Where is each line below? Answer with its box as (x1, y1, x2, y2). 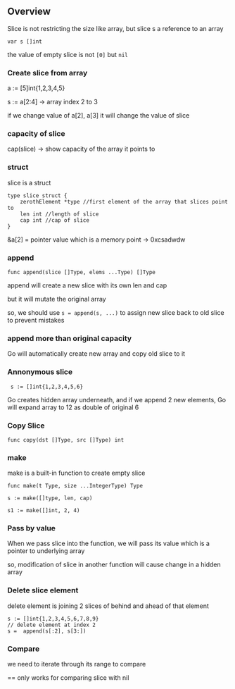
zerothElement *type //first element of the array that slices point (20, 198, 229, 205)
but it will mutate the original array (7, 295, 107, 303)
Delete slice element (7, 585, 79, 595)
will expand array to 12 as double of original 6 (7, 403, 139, 411)
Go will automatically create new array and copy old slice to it (7, 349, 185, 358)
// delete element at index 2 (7, 621, 96, 628)
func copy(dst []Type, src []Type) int (7, 436, 125, 443)
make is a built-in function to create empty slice (7, 468, 146, 478)
